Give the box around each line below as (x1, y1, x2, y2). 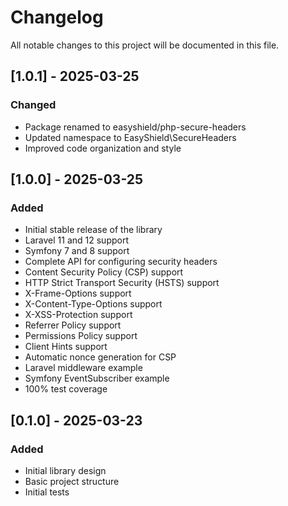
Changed (10, 98, 57, 112)
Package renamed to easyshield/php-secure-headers (24, 121, 247, 133)
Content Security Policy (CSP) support (24, 266, 184, 278)
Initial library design (24, 465, 107, 476)
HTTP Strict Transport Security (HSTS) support (24, 277, 220, 289)
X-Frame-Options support (24, 287, 132, 300)
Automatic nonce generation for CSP (24, 351, 177, 363)
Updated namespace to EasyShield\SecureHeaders (24, 131, 237, 143)
